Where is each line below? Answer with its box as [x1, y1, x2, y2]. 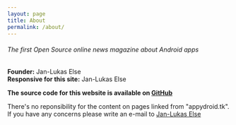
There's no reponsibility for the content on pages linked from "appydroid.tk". [7, 102, 230, 110]
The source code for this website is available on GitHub [7, 88, 173, 97]
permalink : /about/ [7, 23, 65, 30]
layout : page [7, 10, 46, 18]
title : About [7, 17, 46, 24]
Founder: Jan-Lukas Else [7, 67, 81, 76]
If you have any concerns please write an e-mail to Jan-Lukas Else [7, 109, 201, 118]
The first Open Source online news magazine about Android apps [7, 45, 199, 54]
